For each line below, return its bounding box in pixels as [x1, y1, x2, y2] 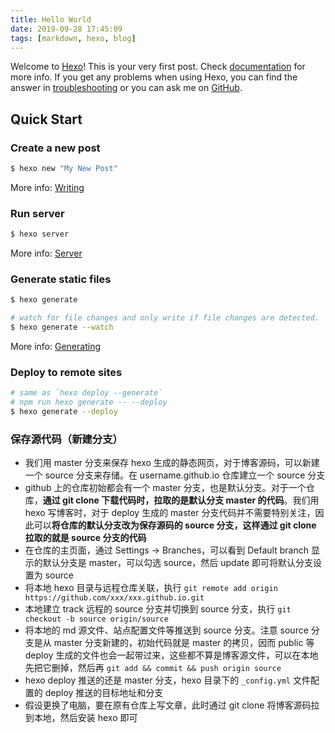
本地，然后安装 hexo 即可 [33, 712, 138, 724]
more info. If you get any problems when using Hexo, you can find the [10, 71, 298, 83]
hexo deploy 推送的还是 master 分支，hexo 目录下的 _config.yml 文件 [24, 674, 311, 686]
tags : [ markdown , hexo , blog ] [10, 33, 137, 43]
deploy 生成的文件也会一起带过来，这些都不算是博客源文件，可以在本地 [24, 649, 319, 661]
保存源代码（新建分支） [10, 432, 123, 446]
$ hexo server [10, 229, 70, 240]
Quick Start [10, 111, 83, 128]
